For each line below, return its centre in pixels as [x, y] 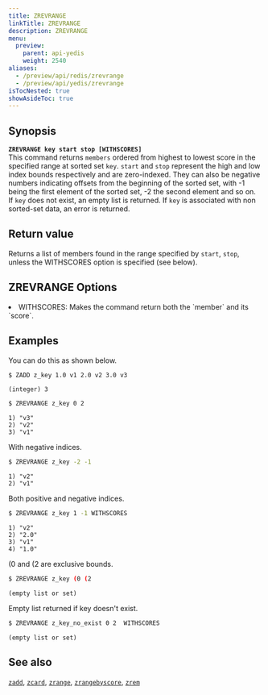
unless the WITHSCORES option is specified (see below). [103, 262]
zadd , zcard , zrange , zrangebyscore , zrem [74, 681]
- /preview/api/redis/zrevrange [70, 76]
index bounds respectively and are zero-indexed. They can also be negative [134, 175]
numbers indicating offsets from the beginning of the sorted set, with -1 [127, 183]
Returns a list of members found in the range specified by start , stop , [124, 253]
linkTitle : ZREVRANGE [45, 23]
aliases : [23, 69]
